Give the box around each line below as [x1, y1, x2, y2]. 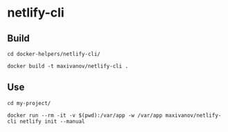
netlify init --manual [19, 117, 85, 125]
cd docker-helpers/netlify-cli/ [7, 50, 100, 57]
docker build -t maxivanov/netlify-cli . [7, 63, 129, 70]
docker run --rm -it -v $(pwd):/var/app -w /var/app [7, 112, 163, 119]
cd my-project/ [7, 100, 51, 106]
